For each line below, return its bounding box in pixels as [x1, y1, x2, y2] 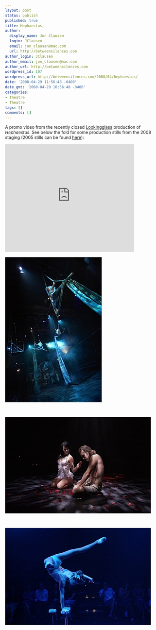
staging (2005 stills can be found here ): [5, 135, 84, 140]
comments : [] [5, 110, 32, 115]
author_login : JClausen [5, 54, 53, 59]
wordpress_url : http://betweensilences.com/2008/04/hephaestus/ [5, 74, 138, 80]
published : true [5, 18, 38, 23]
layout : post [5, 8, 32, 13]
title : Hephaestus [5, 23, 42, 28]
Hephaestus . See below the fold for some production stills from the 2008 [5, 129, 152, 136]
